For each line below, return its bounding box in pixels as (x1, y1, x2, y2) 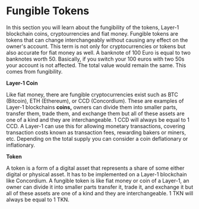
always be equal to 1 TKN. (6, 196, 70, 203)
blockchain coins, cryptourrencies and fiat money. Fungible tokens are (6, 30, 178, 37)
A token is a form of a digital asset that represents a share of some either (6, 164, 185, 172)
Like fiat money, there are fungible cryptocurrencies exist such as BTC (6, 91, 178, 98)
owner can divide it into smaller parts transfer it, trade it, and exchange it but (6, 183, 194, 191)
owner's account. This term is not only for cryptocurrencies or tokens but (6, 43, 186, 50)
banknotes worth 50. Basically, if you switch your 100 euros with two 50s (6, 55, 185, 62)
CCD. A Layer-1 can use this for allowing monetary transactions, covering (6, 122, 185, 129)
